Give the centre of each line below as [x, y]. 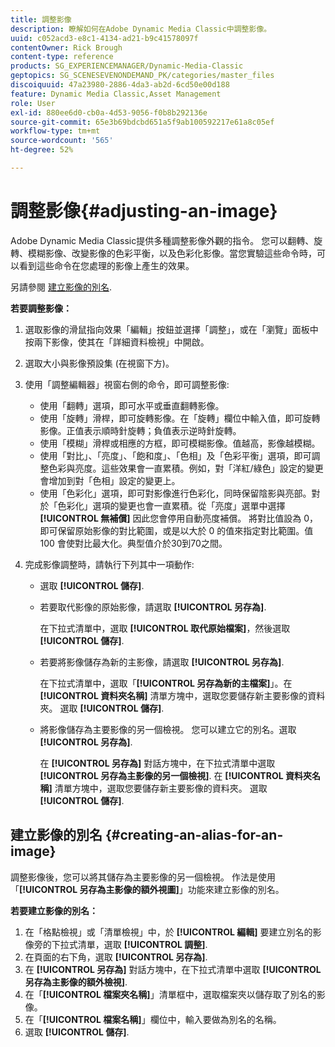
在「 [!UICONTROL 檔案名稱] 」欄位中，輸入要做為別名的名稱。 [153, 1019]
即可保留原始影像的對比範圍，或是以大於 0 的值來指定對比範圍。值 [176, 530]
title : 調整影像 [41, 19]
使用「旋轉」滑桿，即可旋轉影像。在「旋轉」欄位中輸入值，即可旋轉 [180, 418]
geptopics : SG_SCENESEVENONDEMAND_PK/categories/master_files [142, 76]
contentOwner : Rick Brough [66, 47]
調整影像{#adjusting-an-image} [144, 211]
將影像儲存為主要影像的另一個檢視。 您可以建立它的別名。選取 [168, 729]
